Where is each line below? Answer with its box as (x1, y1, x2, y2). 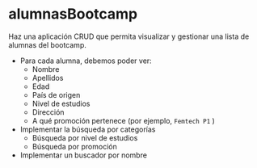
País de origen (32, 90, 81, 99)
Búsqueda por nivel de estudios (32, 132, 138, 142)
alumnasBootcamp (8, 5, 138, 23)
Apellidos (32, 73, 64, 82)
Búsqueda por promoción (32, 141, 117, 151)
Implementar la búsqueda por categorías (19, 124, 156, 134)
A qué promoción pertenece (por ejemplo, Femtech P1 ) (32, 115, 216, 125)
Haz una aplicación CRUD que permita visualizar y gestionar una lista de (8, 31, 250, 41)
